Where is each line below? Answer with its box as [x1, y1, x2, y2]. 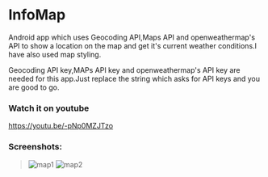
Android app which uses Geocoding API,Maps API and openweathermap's [8, 32, 256, 42]
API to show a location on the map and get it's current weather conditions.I [8, 40, 257, 50]
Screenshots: [8, 141, 63, 153]
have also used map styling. [8, 49, 102, 59]
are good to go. [8, 82, 60, 92]
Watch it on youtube [8, 103, 90, 114]
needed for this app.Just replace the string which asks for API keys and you [8, 74, 261, 83]
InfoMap [8, 6, 66, 24]
